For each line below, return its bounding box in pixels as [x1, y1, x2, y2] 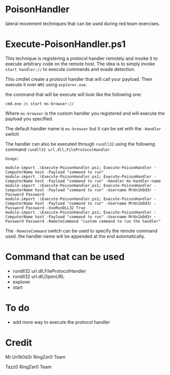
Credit [5, 337, 32, 348]
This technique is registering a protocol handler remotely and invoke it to [5, 55, 158, 61]
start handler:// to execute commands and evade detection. [5, 66, 136, 72]
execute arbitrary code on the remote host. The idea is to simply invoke [5, 60, 155, 67]
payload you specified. [5, 115, 54, 122]
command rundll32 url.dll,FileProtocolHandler [5, 146, 110, 152]
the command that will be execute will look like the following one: [5, 91, 142, 98]
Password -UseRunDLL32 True [26, 205, 86, 210]
